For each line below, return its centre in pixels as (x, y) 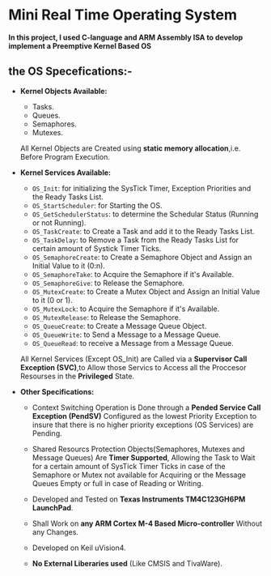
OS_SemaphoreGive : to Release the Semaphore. (108, 283)
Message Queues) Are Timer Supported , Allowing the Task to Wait (144, 457)
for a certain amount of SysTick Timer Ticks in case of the (129, 466)
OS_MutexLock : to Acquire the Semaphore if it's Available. (126, 309)
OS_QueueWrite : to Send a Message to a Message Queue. (126, 335)
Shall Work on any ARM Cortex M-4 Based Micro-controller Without (147, 523)
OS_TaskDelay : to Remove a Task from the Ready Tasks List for (135, 240)
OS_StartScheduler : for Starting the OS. (97, 205)
